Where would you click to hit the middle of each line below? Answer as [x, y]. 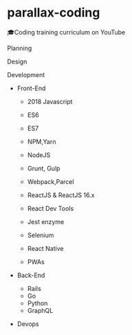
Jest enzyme [46, 221]
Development [26, 74]
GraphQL [40, 310]
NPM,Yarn [42, 141]
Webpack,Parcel [51, 181]
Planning [20, 48]
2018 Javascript [50, 101]
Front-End [31, 88]
